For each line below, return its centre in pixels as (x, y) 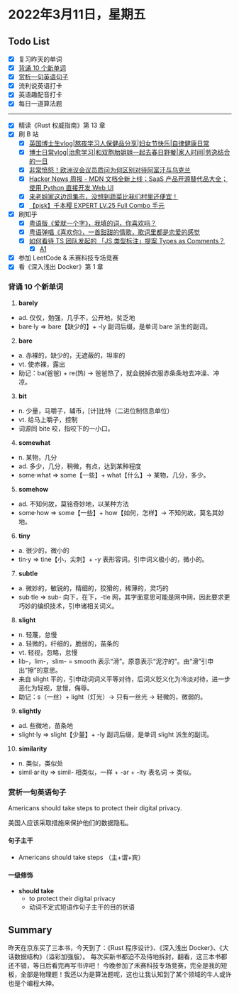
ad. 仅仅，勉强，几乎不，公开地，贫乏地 (77, 317)
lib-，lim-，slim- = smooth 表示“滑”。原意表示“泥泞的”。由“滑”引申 (116, 661)
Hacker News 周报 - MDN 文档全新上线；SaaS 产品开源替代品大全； (128, 179)
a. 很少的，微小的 (44, 550)
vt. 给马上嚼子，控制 (48, 419)
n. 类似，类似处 (41, 763)
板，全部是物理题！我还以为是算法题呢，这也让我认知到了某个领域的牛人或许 (120, 974)
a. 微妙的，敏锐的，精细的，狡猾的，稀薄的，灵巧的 (93, 588)
